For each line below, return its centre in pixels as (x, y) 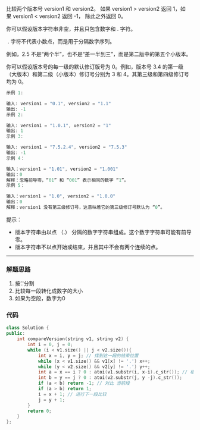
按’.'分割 (24, 284)
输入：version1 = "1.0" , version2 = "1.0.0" (61, 196)
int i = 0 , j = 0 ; (50, 345)
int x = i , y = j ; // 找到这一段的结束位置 (88, 356)
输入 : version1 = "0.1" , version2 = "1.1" (59, 103)
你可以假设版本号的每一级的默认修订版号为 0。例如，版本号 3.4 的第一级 (95, 67)
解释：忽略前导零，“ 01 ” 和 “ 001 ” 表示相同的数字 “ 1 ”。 (68, 180)
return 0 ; (40, 411)
